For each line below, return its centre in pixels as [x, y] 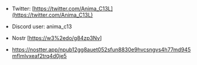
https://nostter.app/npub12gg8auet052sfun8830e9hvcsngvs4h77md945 [101, 49]
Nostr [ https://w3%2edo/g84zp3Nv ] [57, 38]
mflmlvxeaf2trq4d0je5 [39, 56]
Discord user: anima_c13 [42, 27]
